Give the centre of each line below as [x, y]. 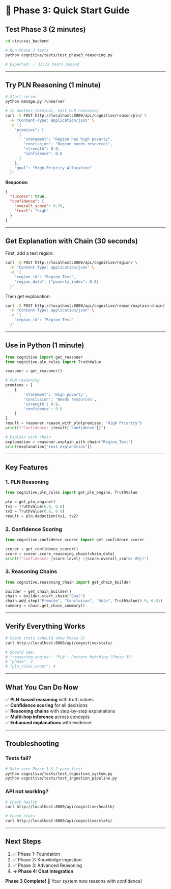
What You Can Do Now [42, 687]
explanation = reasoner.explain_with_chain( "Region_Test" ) [69, 442]
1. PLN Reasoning [27, 482]
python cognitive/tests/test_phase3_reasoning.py [59, 55]
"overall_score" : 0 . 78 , [40, 206]
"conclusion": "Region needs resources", [68, 144]
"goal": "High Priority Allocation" [53, 168]
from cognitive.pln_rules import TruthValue [53, 362]
